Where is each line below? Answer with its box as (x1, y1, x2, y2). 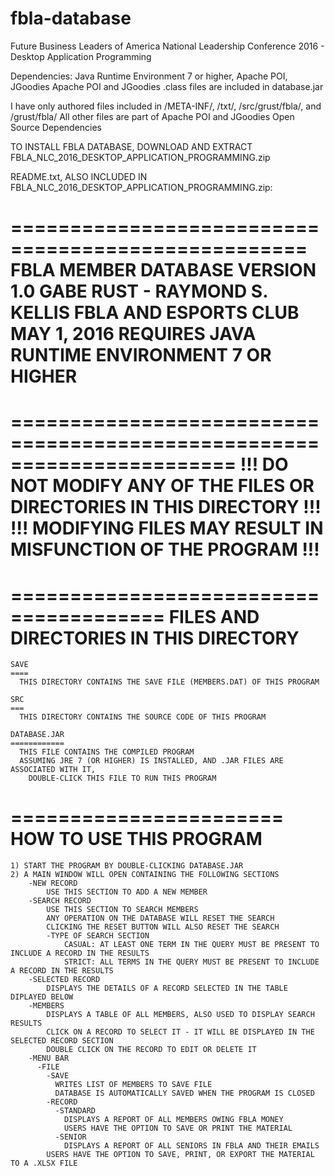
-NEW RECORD (28, 878, 78, 889)
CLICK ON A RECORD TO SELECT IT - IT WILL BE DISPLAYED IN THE (46, 1027, 315, 1037)
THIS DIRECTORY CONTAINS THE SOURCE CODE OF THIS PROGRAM (19, 712, 267, 722)
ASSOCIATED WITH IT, (10, 765, 97, 775)
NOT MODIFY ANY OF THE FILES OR (10, 475, 315, 497)
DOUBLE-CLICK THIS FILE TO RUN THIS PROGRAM (28, 773, 217, 784)
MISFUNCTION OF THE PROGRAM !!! (10, 538, 320, 561)
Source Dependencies (10, 121, 103, 133)
